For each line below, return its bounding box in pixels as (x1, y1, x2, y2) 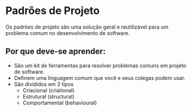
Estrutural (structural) (22, 93, 74, 100)
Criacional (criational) (22, 86, 75, 94)
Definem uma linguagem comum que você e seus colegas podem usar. (13, 74, 186, 81)
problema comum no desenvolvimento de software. (5, 29, 130, 36)
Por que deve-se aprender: (5, 47, 106, 57)
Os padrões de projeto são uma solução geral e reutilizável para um (5, 23, 169, 30)
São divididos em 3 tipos (13, 80, 74, 87)
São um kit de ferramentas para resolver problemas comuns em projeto (13, 62, 187, 69)
